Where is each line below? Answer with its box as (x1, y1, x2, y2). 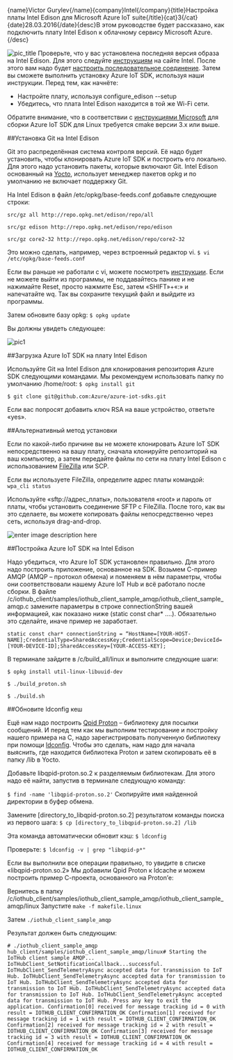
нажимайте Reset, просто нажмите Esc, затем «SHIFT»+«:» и (7, 282, 189, 291)
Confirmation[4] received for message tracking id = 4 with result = (7, 1040, 214, 1047)
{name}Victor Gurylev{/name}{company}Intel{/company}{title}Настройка (7, 6, 218, 14)
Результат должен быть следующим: (7, 929, 117, 937)
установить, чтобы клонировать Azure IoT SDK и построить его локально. (7, 155, 227, 163)
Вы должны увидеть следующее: (7, 324, 106, 332)
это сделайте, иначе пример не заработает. (7, 617, 138, 625)
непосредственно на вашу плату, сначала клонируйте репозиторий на (7, 447, 218, 455)
